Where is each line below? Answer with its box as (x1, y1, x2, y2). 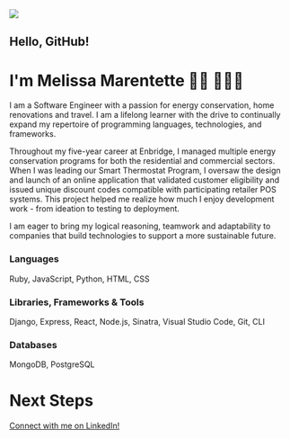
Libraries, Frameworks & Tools (9, 296, 145, 309)
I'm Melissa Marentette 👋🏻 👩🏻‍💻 (9, 70, 244, 91)
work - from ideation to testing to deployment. (9, 203, 180, 214)
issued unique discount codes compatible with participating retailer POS (9, 184, 277, 195)
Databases (9, 338, 57, 351)
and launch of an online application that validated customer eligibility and (9, 175, 280, 185)
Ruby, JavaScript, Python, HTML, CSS (9, 273, 150, 284)
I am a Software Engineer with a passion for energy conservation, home (9, 100, 275, 111)
